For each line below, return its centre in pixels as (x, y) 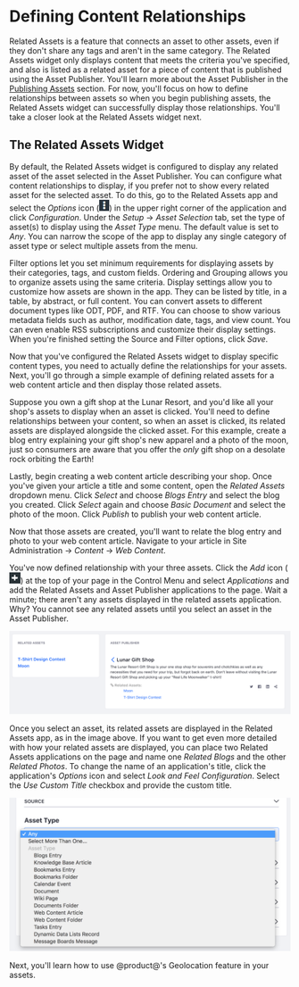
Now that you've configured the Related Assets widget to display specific (144, 356)
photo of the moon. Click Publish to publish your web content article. (135, 514)
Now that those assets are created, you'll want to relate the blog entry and (145, 531)
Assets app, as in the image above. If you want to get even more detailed (143, 738)
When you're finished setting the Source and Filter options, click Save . (139, 339)
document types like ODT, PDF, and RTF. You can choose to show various (145, 311)
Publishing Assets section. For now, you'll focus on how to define (129, 88)
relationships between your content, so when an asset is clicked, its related (147, 420)
